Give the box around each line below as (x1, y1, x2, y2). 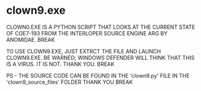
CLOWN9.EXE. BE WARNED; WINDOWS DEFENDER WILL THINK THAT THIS (6, 54, 195, 61)
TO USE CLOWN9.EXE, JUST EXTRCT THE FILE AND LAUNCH (6, 47, 161, 54)
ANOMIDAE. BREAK (6, 36, 55, 43)
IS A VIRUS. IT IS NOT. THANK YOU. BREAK (6, 60, 115, 68)
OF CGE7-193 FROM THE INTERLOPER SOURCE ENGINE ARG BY (6, 29, 168, 37)
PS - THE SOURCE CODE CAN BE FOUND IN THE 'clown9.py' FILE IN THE (6, 72, 190, 79)
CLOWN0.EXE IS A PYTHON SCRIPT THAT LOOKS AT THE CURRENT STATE (6, 23, 196, 31)
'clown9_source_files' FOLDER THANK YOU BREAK (6, 78, 134, 86)
